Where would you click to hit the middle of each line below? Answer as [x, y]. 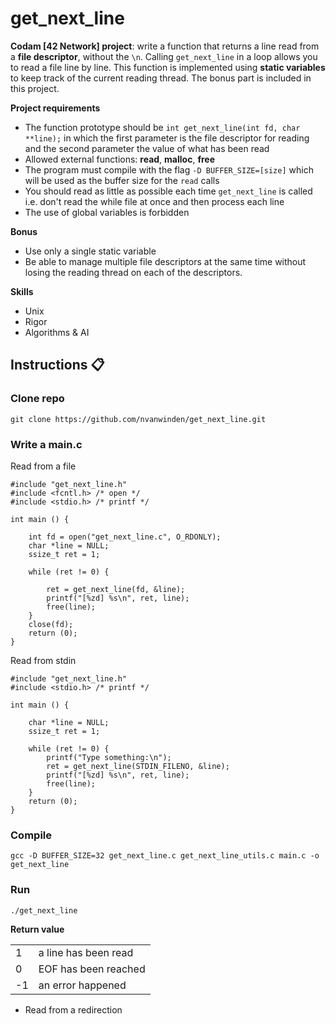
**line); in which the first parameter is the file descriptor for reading [167, 138]
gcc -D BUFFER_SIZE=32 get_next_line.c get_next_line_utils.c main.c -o [165, 856]
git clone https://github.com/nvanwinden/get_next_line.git [138, 419]
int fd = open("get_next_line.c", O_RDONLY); [125, 537]
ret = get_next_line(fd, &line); [116, 589]
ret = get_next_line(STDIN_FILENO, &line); [138, 766]
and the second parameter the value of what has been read [147, 148]
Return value [37, 929]
